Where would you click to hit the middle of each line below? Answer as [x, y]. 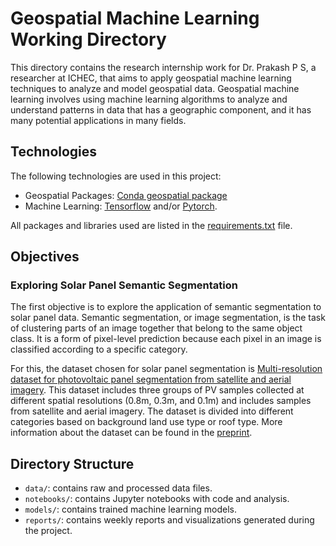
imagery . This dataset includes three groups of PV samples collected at [157, 390]
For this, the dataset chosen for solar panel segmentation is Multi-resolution [166, 369]
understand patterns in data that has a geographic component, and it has [161, 109]
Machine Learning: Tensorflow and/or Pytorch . [121, 206]
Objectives [45, 257]
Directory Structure [72, 463]
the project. [48, 531]
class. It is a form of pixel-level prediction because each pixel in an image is [166, 339]
